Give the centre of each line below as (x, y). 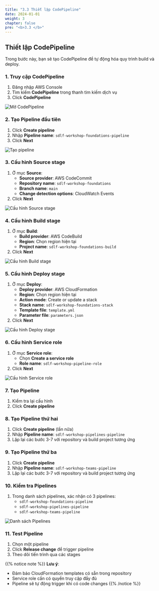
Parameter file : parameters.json (51, 315)
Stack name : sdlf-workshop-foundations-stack (66, 305)
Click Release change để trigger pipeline (53, 549)
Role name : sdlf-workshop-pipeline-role (60, 363)
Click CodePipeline (31, 98)
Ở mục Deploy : (27, 284)
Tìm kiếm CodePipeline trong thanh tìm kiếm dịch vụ (65, 92)
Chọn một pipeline (30, 544)
